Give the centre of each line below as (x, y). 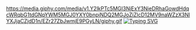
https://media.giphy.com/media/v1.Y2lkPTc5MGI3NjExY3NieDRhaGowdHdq (98, 9)
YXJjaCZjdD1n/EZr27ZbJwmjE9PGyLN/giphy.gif (64, 21)
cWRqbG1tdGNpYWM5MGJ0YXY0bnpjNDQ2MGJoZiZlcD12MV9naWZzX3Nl (98, 15)
